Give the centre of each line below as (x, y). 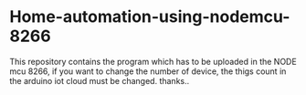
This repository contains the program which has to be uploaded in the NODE (153, 61)
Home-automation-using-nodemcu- (150, 17)
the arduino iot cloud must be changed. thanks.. (100, 80)
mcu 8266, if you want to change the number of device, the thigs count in (148, 71)
